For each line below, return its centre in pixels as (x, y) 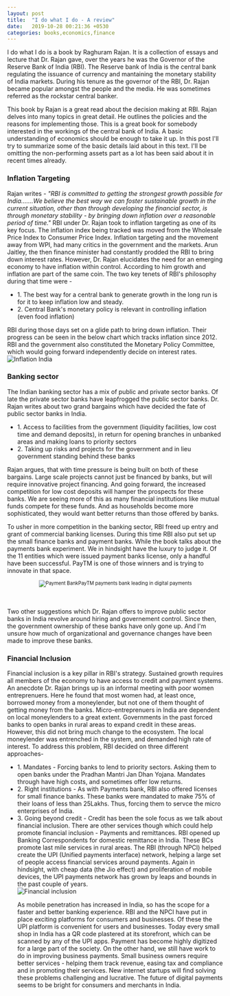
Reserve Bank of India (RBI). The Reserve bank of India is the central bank (112, 67)
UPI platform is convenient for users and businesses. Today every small (118, 927)
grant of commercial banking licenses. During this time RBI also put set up (112, 534)
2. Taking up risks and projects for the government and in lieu (104, 448)
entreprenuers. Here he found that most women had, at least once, (102, 695)
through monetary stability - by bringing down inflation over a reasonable (112, 215)
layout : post (26, 13)
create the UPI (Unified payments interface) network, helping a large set (119, 855)
